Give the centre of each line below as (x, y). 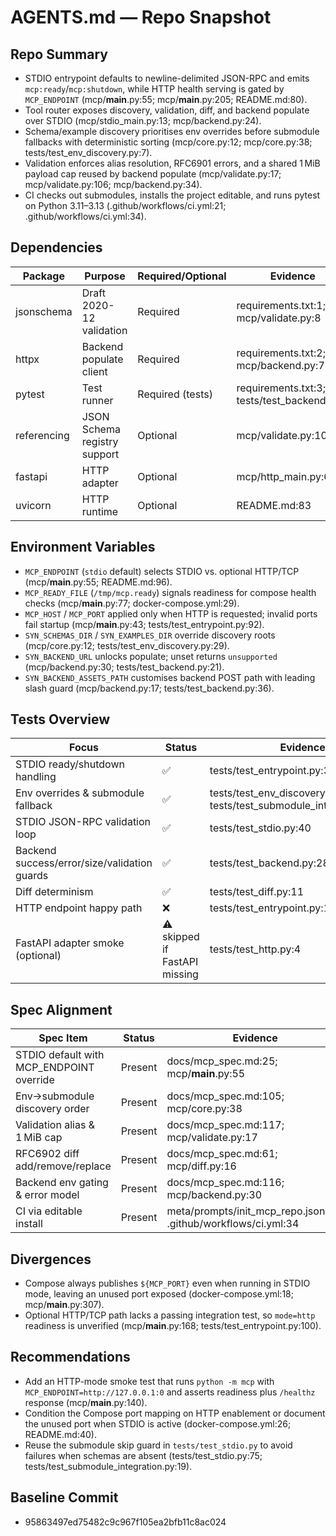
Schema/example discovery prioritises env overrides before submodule (172, 131)
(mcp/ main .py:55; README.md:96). (98, 582)
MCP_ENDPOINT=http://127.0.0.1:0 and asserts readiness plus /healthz (170, 1392)
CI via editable (49, 1211)
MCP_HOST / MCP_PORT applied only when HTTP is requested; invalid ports (171, 613)
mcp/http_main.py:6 (283, 476)
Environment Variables (83, 547)
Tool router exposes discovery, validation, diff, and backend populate (167, 110)
